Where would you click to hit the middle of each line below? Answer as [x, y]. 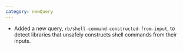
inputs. [22, 41]
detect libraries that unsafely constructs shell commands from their [95, 34]
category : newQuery [29, 11]
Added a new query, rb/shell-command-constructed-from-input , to [94, 28]
